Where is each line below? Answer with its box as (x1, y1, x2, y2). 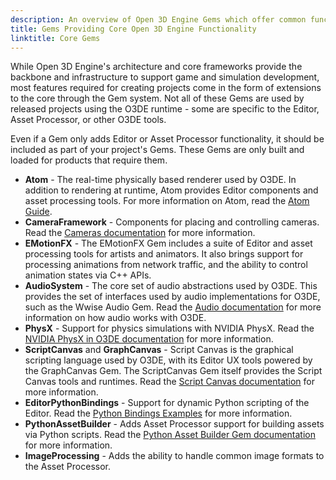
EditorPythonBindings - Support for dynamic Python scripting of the (24, 397, 310, 409)
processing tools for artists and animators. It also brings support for (24, 248, 304, 260)
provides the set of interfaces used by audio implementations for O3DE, (24, 291, 321, 303)
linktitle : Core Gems (10, 33, 101, 43)
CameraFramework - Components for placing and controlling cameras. (24, 216, 320, 228)
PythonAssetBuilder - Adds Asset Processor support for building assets (24, 418, 325, 430)
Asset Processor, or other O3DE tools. (10, 114, 167, 126)
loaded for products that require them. (10, 154, 168, 166)
